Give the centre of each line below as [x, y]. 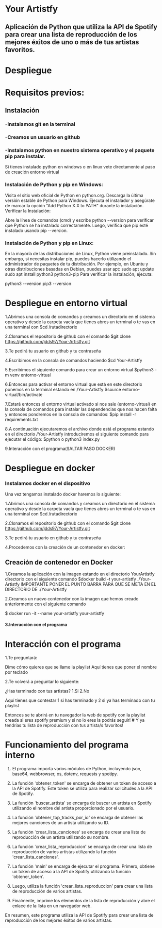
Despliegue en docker [50, 468]
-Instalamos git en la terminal [40, 124]
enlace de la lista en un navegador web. [52, 906]
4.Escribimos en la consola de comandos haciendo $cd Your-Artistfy [74, 361]
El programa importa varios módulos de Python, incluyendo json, [77, 768]
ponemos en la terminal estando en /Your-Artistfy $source [63, 390]
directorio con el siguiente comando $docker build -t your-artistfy [71, 579]
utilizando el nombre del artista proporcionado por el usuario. [73, 808]
